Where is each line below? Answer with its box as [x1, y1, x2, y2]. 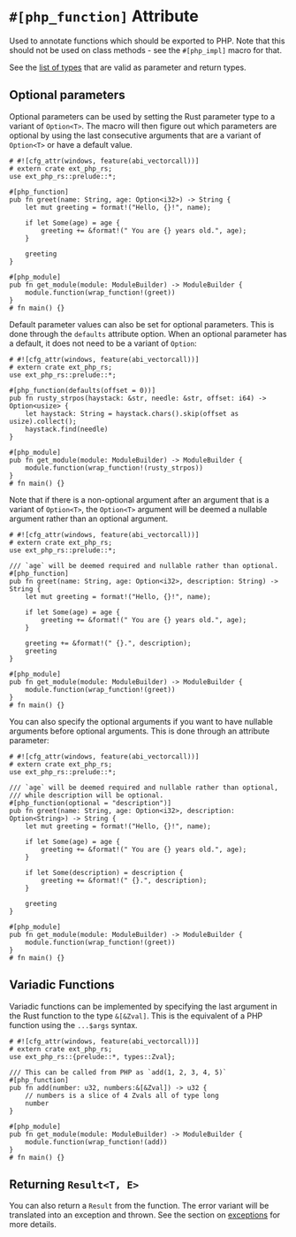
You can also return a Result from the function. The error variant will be [9, 1201, 269, 1211]
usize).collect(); [9, 417, 77, 426]
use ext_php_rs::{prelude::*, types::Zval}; [9, 1052, 176, 1061]
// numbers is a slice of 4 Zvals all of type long [25, 1091, 219, 1100]
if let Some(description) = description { [25, 868, 184, 877]
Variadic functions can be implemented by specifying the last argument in [9, 1001, 278, 1011]
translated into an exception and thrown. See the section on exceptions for [9, 1210, 281, 1220]
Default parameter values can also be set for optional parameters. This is [9, 319, 275, 329]
